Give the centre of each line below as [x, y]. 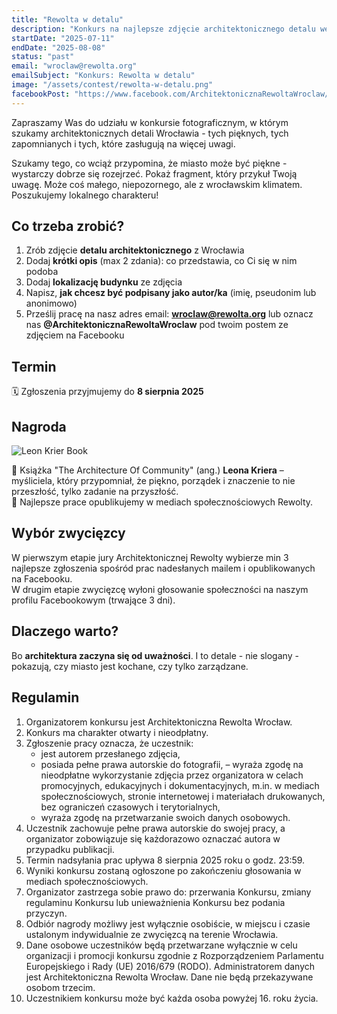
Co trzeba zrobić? [68, 226]
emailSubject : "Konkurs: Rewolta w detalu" [103, 76]
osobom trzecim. [60, 987]
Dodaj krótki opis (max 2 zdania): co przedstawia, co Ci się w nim [161, 261]
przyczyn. [46, 913]
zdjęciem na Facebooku [75, 335]
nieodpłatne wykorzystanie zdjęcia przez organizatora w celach [172, 775]
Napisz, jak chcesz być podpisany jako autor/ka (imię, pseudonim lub [171, 293]
